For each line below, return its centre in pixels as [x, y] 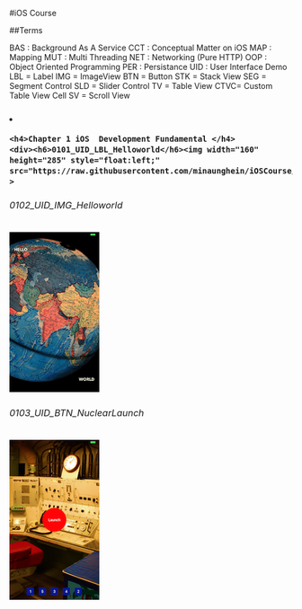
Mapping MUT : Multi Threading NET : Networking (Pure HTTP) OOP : [138, 57]
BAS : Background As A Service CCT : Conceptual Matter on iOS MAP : [141, 48]
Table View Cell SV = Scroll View [70, 95]
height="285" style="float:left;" [84, 160]
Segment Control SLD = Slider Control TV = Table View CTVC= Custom [141, 86]
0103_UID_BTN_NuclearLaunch [77, 413]
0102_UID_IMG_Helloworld [66, 206]
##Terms [26, 30]
